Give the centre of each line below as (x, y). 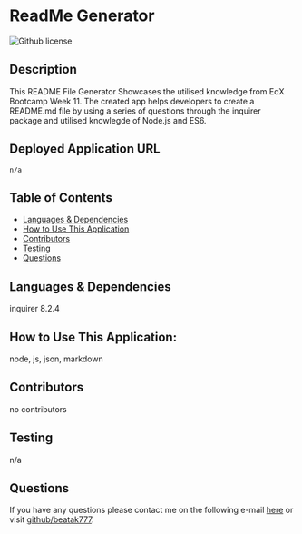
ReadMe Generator (82, 16)
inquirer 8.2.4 (35, 309)
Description (43, 69)
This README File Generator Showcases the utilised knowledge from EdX (147, 91)
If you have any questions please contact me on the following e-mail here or (151, 510)
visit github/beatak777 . (52, 519)
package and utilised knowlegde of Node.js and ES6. (108, 120)
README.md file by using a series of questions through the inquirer (135, 111)
